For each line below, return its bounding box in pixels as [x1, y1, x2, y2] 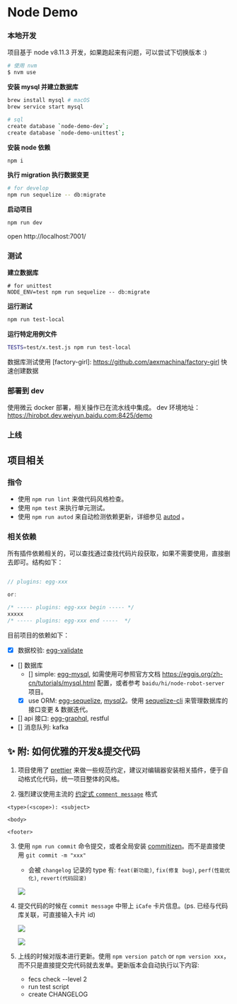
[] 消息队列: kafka [17, 722, 69, 731]
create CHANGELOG [28, 990, 88, 998]
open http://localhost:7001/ [7, 232, 86, 241]
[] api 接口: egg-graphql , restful [17, 714, 110, 722]
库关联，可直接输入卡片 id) [17, 910, 96, 918]
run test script [28, 982, 69, 991]
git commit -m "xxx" [25, 852, 86, 859]
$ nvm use [7, 69, 37, 76]
